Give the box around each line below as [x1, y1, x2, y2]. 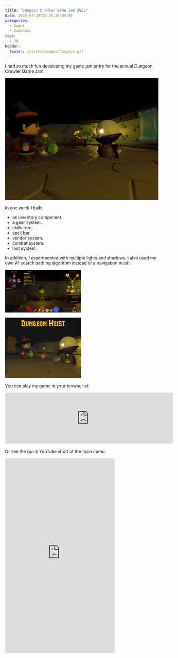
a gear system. [12, 219, 42, 225]
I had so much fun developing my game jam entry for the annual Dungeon [5, 63, 153, 69]
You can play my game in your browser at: [5, 383, 89, 389]
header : [5, 44, 21, 49]
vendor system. [12, 235, 44, 241]
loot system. [12, 245, 37, 251]
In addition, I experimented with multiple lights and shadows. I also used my [5, 255, 157, 260]
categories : [5, 18, 29, 23]
